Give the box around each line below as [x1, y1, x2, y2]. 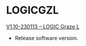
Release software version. [14, 34, 79, 41]
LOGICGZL [6, 4, 59, 17]
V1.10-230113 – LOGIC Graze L [6, 23, 80, 30]
